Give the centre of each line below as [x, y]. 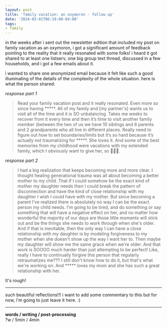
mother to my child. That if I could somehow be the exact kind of [83, 181]
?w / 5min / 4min [22, 320]
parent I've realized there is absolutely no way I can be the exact [83, 202]
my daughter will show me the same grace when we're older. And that [89, 244]
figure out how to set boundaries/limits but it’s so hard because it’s [85, 135]
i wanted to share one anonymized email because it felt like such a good [79, 73]
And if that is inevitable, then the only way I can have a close [79, 229]
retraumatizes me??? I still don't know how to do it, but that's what [85, 260]
